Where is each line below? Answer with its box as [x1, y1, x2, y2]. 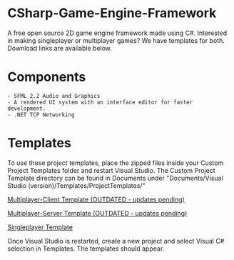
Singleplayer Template [7, 223, 73, 231]
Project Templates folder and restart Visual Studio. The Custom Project [7, 166, 215, 174]
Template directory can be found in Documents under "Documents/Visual [7, 174, 223, 182]
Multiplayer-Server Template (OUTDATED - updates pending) [7, 209, 188, 217]
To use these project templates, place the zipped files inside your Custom [7, 159, 224, 167]
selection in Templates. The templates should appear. [7, 244, 165, 253]
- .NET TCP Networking [7, 111, 75, 119]
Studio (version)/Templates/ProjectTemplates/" [7, 181, 146, 190]
